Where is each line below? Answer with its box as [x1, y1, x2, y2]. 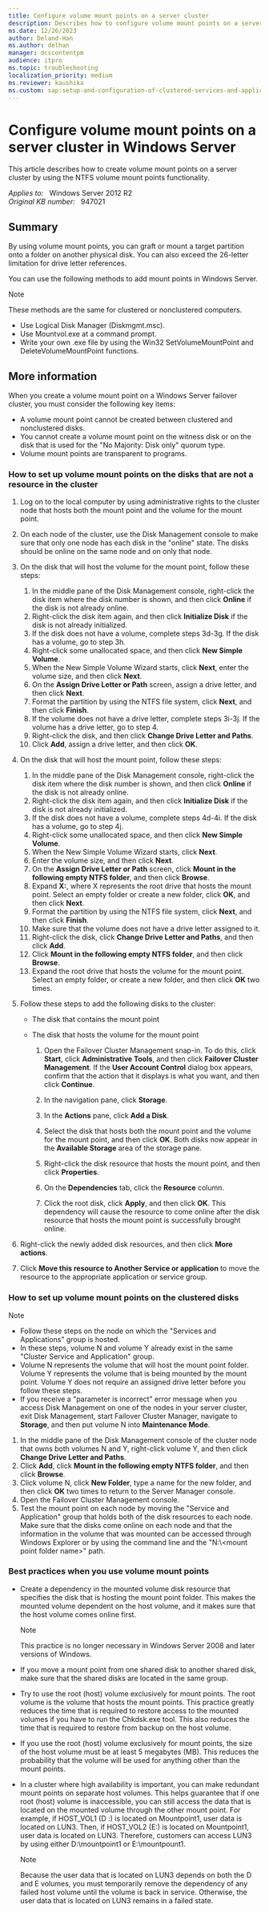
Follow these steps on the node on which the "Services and [19, 1326, 217, 1336]
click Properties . [43, 1167, 100, 1177]
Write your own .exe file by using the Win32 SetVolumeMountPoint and [19, 338, 254, 347]
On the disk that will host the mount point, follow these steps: [19, 755, 222, 765]
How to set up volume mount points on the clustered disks [8, 1292, 239, 1304]
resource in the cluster [8, 479, 98, 490]
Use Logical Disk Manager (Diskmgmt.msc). [19, 321, 166, 330]
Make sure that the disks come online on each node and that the [19, 1520, 232, 1530]
